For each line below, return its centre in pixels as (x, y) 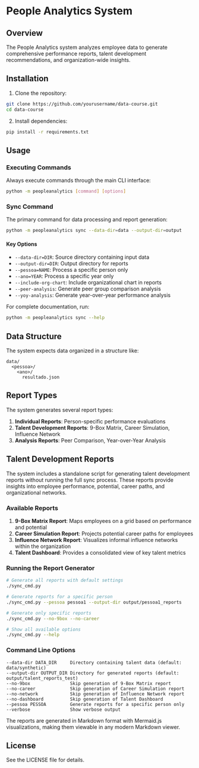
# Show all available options (44, 629)
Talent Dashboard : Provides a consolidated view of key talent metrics (100, 552)
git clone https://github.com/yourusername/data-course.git (82, 104)
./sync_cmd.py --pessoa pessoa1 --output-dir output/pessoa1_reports (94, 602)
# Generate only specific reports (49, 613)
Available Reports (32, 508)
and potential (31, 527)
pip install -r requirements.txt (48, 132)
